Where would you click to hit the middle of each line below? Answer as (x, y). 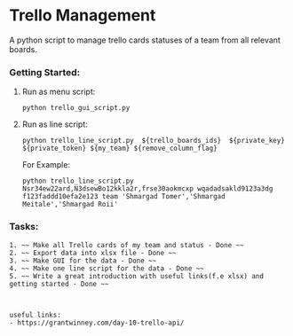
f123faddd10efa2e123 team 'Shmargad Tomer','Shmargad (123, 197)
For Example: (46, 165)
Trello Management (83, 16)
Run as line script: (55, 124)
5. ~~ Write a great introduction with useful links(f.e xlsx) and (137, 276)
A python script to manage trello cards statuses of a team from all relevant (145, 40)
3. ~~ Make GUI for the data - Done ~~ (83, 261)
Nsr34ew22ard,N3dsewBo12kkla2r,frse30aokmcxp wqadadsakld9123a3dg (147, 189)
